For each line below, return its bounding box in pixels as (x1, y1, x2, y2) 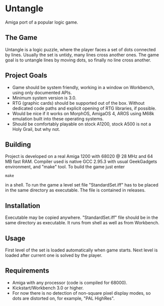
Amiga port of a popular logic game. (5, 19, 78, 25)
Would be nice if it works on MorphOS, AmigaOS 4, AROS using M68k (12, 110, 154, 116)
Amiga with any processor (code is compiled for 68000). (12, 279, 128, 285)
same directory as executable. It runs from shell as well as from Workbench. (5, 220, 160, 226)
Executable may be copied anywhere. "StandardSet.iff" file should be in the (5, 214, 159, 220)
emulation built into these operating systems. (12, 116, 104, 122)
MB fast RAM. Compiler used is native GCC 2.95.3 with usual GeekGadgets (5, 158, 158, 165)
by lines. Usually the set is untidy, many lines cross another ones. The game (5, 52, 159, 58)
